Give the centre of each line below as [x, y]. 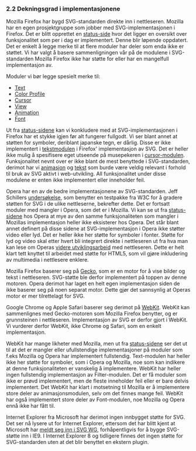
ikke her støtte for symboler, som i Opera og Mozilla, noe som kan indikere [96, 363]
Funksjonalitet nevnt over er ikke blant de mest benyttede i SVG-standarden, [98, 161]
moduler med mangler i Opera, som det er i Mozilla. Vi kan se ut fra [87, 210]
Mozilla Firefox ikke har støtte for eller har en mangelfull [102, 59]
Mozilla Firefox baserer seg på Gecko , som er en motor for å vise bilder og [96, 271]
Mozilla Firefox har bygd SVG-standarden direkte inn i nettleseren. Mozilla [95, 22]
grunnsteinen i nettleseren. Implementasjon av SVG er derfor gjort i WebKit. [97, 320]
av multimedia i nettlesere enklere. [47, 260]
